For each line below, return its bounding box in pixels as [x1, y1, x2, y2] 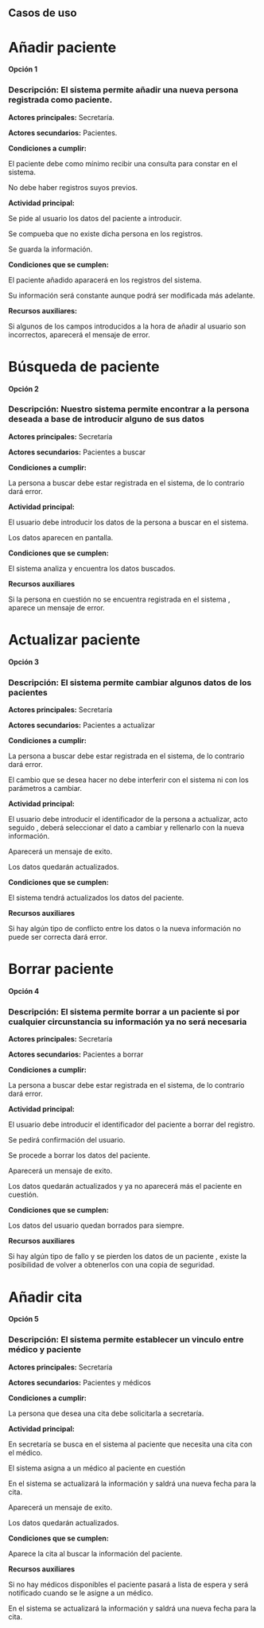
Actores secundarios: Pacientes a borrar [8, 1050, 144, 1059]
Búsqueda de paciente [8, 357, 160, 376]
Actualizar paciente [8, 631, 141, 649]
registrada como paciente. [8, 95, 113, 106]
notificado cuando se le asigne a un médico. [8, 1587, 153, 1598]
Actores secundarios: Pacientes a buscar [8, 447, 146, 457]
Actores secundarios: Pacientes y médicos [8, 1377, 151, 1387]
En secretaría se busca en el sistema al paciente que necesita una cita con [8, 1439, 253, 1449]
